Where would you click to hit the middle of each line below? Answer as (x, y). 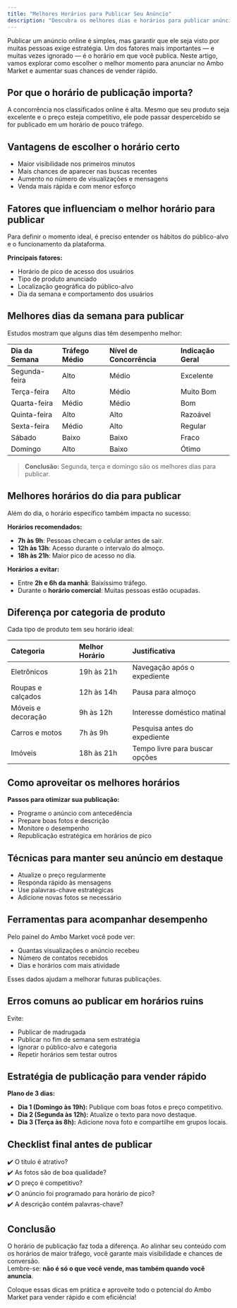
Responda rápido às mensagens (64, 882)
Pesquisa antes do (163, 728)
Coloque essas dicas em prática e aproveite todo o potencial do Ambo (109, 1290)
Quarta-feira (32, 403)
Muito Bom (199, 391)
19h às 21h (98, 672)
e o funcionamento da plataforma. (57, 244)
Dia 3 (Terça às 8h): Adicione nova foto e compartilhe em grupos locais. (122, 1122)
